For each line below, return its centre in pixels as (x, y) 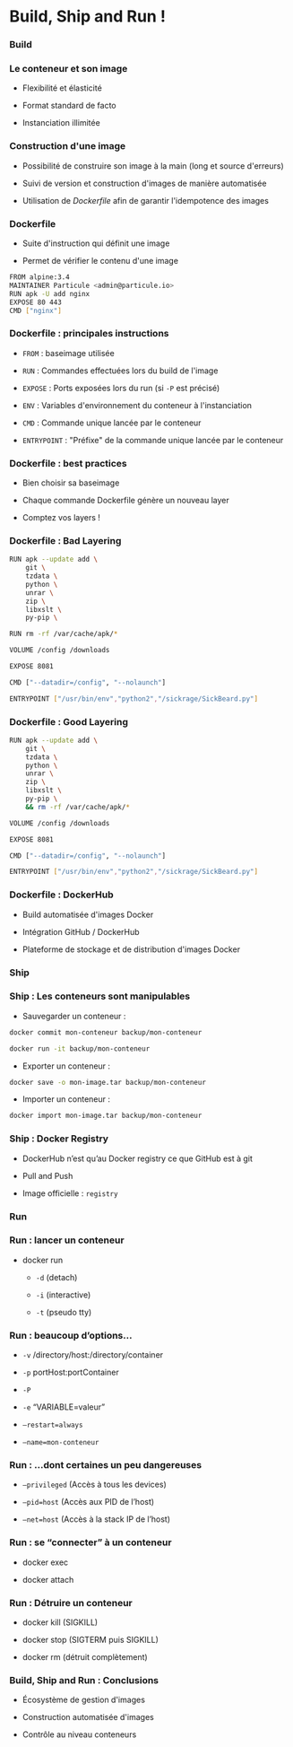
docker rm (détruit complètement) (85, 1657)
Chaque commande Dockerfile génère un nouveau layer (126, 500)
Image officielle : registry (70, 1193)
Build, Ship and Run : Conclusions (84, 1680)
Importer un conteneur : (66, 1099)
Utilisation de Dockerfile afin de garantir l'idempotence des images (145, 200)
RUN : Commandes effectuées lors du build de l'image (120, 371)
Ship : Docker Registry (59, 1139)
